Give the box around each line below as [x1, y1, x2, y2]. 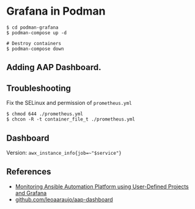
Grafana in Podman [6, 4, 106, 18]
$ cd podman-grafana [6, 24, 59, 30]
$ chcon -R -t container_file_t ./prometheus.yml [6, 116, 136, 122]
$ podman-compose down [6, 46, 64, 52]
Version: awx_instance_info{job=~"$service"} [6, 149, 122, 156]
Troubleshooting [6, 83, 72, 93]
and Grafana [15, 189, 47, 196]
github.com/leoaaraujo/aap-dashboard [15, 196, 113, 203]
